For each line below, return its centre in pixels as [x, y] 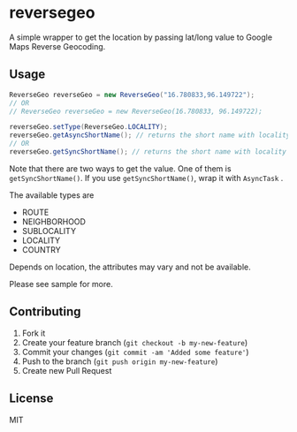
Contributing [45, 312]
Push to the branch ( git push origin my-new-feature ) [120, 361]
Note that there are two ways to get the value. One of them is [120, 168]
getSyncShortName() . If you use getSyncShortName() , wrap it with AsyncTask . [146, 178]
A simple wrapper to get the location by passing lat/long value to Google [141, 37]
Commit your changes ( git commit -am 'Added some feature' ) [135, 352]
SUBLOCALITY [49, 231]
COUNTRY [41, 249]
